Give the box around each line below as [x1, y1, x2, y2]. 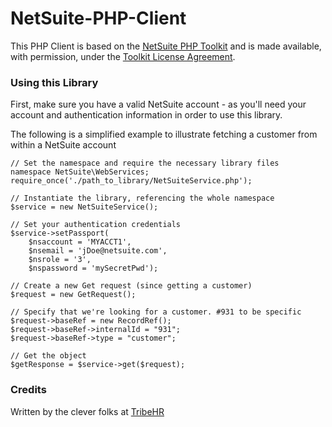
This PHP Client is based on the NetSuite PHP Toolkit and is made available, [10, 40, 322, 52]
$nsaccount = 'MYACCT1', [28, 237, 132, 247]
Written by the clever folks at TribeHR [10, 405, 165, 417]
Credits [10, 383, 47, 397]
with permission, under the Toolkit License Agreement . [10, 50, 236, 62]
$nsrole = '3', [28, 255, 92, 265]
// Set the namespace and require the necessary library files [10, 158, 280, 169]
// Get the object [10, 351, 87, 361]
